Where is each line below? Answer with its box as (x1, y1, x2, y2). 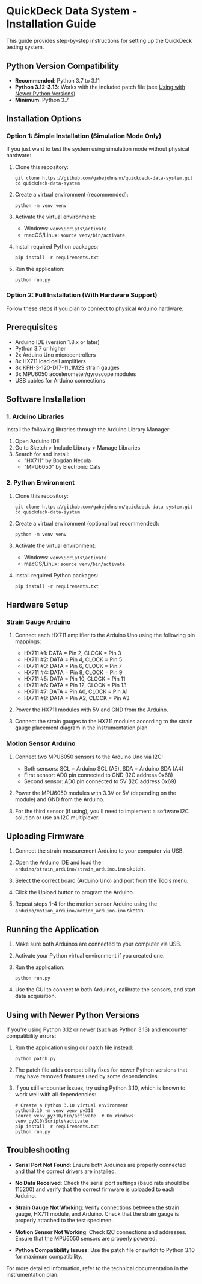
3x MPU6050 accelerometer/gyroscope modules (14, 370, 136, 378)
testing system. (6, 43, 44, 51)
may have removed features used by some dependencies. (14, 1072, 159, 1079)
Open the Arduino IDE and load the (14, 859, 102, 866)
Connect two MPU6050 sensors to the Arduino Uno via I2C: (14, 753, 164, 760)
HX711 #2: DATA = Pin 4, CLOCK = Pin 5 (23, 656, 123, 663)
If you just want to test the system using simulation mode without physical (6, 145, 189, 153)
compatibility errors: (6, 1032, 57, 1039)
